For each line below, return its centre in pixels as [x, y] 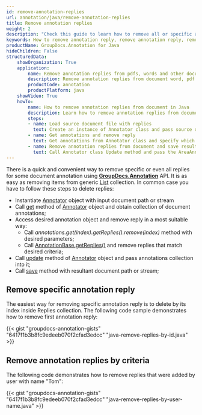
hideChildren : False [32, 51]
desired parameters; [49, 238]
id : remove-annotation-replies [45, 12]
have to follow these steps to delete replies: [60, 188]
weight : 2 [19, 29]
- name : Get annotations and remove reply [82, 135]
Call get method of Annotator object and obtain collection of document [103, 206]
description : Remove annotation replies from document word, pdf [112, 79]
